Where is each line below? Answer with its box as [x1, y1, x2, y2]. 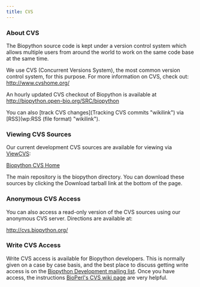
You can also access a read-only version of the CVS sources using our [6, 208, 181, 216]
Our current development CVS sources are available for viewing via [6, 144, 172, 151]
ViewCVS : [6, 150, 31, 158]
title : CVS [6, 8, 34, 15]
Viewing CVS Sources [6, 130, 72, 138]
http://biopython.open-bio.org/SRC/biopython [6, 97, 120, 104]
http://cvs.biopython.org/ [6, 226, 68, 234]
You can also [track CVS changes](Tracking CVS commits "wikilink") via [6, 108, 184, 116]
